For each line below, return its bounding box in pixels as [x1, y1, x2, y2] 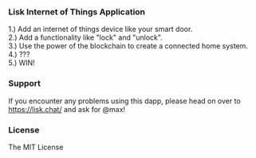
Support [8, 78, 41, 89]
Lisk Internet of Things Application [8, 6, 146, 17]
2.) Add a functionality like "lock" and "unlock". [8, 33, 163, 42]
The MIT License [8, 142, 64, 152]
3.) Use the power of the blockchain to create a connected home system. [8, 41, 249, 51]
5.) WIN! [8, 58, 36, 67]
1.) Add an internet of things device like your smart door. [8, 25, 193, 34]
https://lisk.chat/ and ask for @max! [8, 104, 126, 114]
